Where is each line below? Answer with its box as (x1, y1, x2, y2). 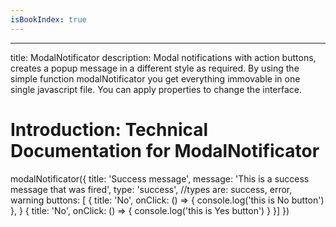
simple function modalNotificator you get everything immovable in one (10, 72, 301, 85)
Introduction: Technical (10, 118, 209, 141)
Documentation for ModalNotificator (10, 139, 320, 162)
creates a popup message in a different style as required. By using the (10, 62, 300, 74)
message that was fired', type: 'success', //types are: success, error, (10, 183, 293, 195)
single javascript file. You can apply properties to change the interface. (10, 83, 303, 95)
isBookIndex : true (10, 14, 87, 25)
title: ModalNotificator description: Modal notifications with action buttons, (10, 51, 317, 63)
